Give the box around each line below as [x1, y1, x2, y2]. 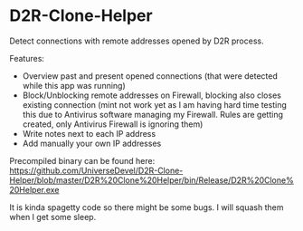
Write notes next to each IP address [22, 128, 156, 139]
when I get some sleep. [9, 211, 97, 222]
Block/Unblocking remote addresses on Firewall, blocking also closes [22, 90, 282, 101]
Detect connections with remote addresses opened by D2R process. [9, 35, 264, 46]
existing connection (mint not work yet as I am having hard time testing [22, 99, 288, 110]
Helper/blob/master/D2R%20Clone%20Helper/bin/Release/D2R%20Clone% [9, 174, 294, 186]
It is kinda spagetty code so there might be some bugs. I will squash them [9, 201, 284, 213]
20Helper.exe [9, 184, 60, 195]
